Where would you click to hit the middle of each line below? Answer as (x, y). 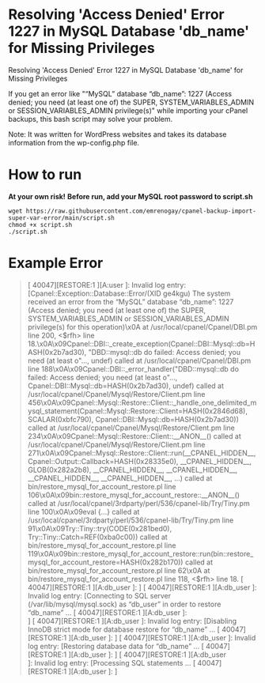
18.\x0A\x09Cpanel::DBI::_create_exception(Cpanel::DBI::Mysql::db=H (141, 343)
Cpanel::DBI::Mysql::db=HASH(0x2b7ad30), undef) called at (125, 386)
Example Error (56, 263)
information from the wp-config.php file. (74, 142)
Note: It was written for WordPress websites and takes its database (117, 134)
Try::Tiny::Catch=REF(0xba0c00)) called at (97, 537)
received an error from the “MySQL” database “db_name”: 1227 (131, 301)
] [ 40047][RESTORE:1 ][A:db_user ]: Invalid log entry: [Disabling (132, 621)
